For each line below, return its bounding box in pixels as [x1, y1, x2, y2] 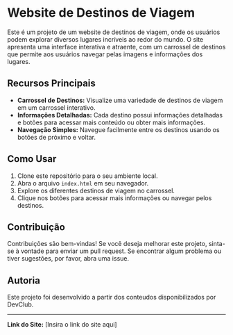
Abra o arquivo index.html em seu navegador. [17, 179, 149, 187]
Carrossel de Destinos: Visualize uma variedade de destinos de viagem [17, 96, 223, 104]
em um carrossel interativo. [17, 103, 96, 112]
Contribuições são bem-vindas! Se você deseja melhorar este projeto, [7, 240, 207, 248]
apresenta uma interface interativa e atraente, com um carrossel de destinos [7, 42, 226, 51]
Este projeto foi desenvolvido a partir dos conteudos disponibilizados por [7, 293, 216, 302]
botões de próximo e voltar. [17, 133, 96, 141]
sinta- [208, 240, 225, 248]
